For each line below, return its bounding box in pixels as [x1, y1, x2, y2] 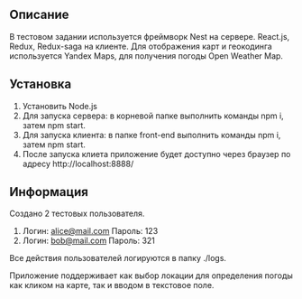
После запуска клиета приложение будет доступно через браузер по [22, 148, 291, 159]
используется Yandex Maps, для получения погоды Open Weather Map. [9, 50, 284, 61]
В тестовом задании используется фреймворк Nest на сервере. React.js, [9, 31, 290, 42]
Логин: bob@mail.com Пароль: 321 [22, 235, 156, 247]
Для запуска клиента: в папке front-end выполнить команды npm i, [22, 129, 281, 140]
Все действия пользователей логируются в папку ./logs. [9, 253, 227, 264]
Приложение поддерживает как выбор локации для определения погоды [9, 270, 293, 281]
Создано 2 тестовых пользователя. [9, 208, 145, 220]
